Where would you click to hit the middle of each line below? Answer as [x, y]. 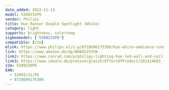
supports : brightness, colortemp [40, 33]
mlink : [12, 47]
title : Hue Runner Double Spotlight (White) [53, 24]
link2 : [12, 56]
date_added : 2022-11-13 [30, 10]
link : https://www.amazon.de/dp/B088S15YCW [52, 51]
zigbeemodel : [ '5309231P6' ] [35, 38]
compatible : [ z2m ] [24, 42]
